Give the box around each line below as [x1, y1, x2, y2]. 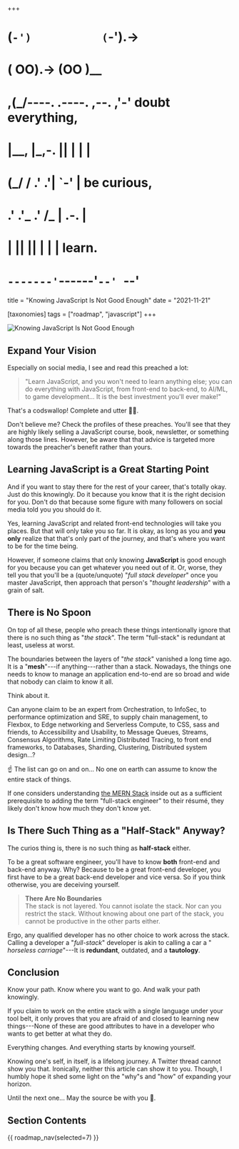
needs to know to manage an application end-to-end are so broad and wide [7, 669, 230, 678]
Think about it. [7, 691, 50, 699]
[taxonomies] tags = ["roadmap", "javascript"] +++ [7, 310, 157, 318]
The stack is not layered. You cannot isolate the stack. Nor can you [24, 901, 222, 910]
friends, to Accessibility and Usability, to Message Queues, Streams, [7, 727, 208, 736]
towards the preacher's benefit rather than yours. [7, 443, 153, 452]
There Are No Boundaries [24, 894, 102, 903]
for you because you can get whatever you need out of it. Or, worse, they [7, 563, 223, 572]
